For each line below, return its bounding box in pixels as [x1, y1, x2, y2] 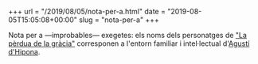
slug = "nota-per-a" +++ [78, 15, 159, 24]
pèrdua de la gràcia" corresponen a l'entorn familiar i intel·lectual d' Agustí [8, 39, 250, 48]
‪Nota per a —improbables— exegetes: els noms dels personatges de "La [8, 31, 247, 40]
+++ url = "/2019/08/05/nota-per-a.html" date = [8, 7, 166, 16]
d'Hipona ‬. [8, 47, 41, 56]
